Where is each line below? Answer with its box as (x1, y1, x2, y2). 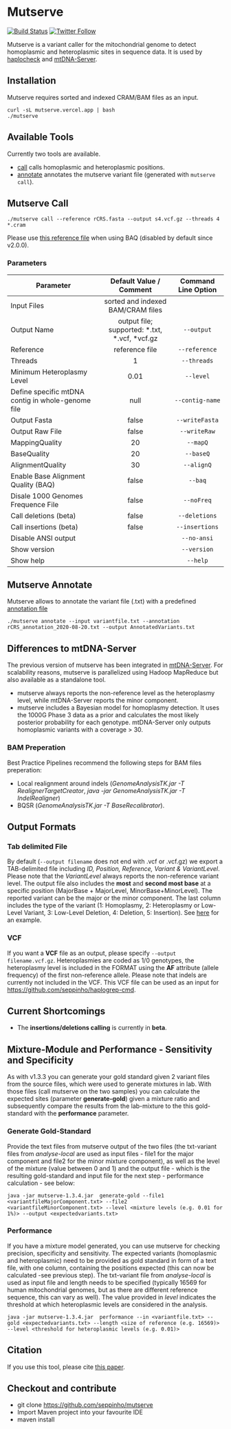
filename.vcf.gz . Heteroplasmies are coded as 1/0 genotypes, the (7, 956, 195, 965)
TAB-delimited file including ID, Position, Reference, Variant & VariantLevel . (7, 865, 220, 873)
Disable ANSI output (10, 533, 76, 543)
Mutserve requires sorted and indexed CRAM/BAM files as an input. (7, 93, 199, 101)
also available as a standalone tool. (7, 676, 107, 684)
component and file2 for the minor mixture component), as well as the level (7, 1157, 220, 1165)
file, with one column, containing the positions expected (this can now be (7, 1264, 214, 1272)
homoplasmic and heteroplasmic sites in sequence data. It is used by (7, 48, 203, 56)
